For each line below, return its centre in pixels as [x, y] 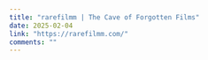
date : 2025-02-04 [41, 26]
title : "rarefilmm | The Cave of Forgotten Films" [104, 17]
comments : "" [33, 42]
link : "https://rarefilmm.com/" [69, 34]
